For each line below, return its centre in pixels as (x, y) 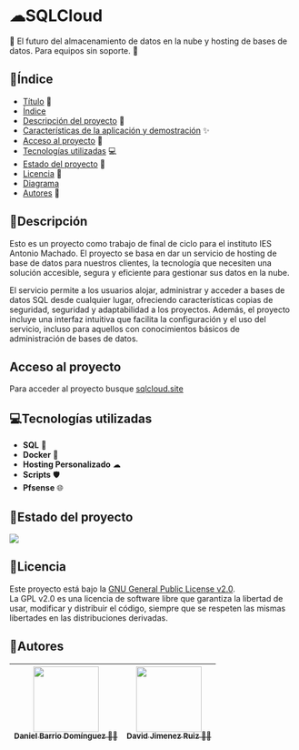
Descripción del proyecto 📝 (74, 120)
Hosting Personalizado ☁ (71, 464)
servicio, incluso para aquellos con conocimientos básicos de (125, 329)
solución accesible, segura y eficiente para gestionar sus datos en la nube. (149, 272)
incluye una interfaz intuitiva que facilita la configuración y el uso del (138, 319)
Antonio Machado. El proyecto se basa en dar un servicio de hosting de (143, 253)
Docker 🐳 (40, 455)
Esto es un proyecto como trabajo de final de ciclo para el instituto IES (141, 243)
